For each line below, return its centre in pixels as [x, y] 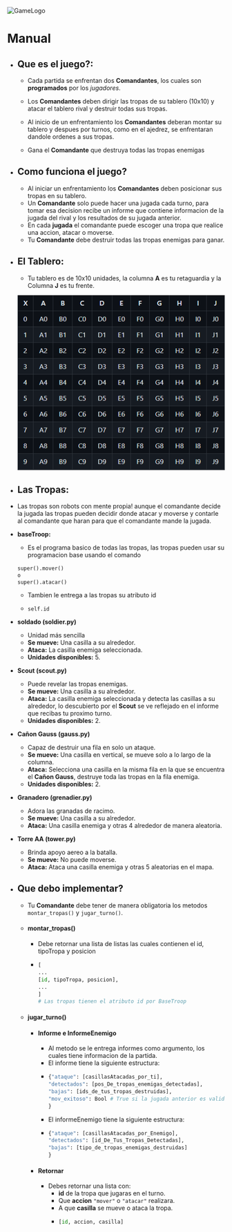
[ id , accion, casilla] [91, 1222]
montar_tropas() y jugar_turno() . [75, 912]
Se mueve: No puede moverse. [72, 860]
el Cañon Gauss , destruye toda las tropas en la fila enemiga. [114, 777]
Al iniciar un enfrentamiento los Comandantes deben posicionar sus [125, 188]
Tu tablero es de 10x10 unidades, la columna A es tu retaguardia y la [124, 278]
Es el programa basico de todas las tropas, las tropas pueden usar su [126, 548]
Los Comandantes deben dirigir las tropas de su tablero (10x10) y [121, 101]
